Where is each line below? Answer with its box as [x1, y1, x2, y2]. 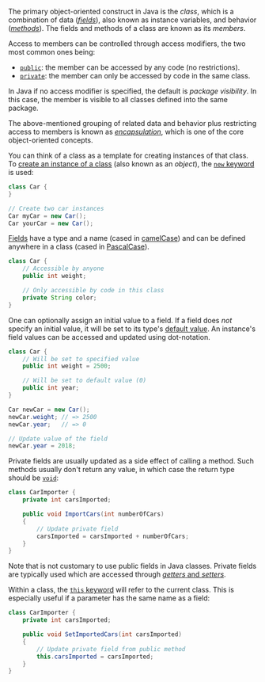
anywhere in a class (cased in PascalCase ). [8, 242, 150, 252]
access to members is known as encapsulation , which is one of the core [8, 127, 244, 136]
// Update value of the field [8, 435, 108, 443]
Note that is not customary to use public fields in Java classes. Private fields [8, 562, 257, 571]
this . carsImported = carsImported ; [36, 653, 154, 661]
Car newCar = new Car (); [8, 406, 90, 413]
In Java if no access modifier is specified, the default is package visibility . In [8, 86, 257, 96]
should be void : [8, 473, 59, 482]
